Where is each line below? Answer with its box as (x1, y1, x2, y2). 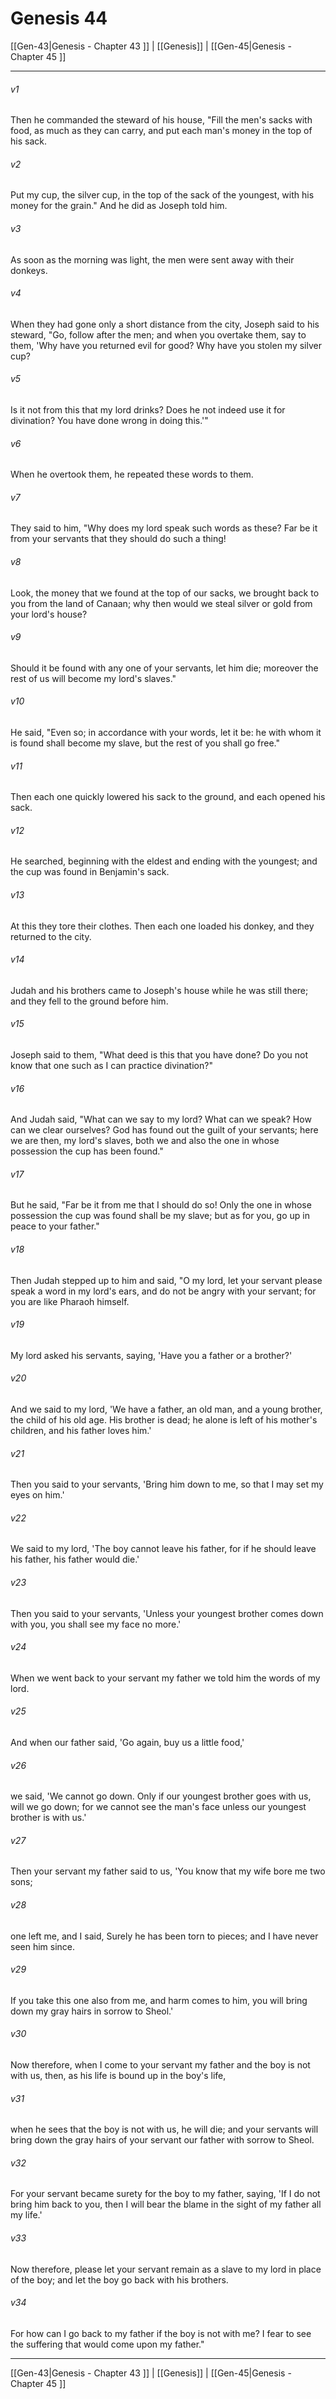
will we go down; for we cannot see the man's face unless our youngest (10, 1801, 307, 1813)
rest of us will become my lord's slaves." (10, 672, 177, 684)
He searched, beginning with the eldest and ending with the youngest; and (10, 855, 318, 867)
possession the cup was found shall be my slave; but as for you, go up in (10, 1210, 310, 1222)
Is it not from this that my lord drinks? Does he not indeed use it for (10, 403, 286, 416)
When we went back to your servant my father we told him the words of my (10, 1672, 321, 1684)
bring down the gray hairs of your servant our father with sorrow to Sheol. (10, 2134, 315, 2146)
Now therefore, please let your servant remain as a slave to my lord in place (10, 2263, 322, 2275)
